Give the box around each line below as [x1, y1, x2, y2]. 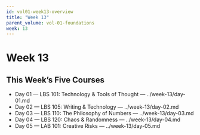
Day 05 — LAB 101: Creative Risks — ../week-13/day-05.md [14, 122, 161, 130]
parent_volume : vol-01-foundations [6, 20, 95, 26]
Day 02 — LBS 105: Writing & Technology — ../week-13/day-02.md [14, 103, 179, 111]
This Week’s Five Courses [6, 75, 105, 85]
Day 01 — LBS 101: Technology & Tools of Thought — [14, 91, 146, 98]
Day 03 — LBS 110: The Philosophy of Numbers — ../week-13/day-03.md [14, 110, 194, 117]
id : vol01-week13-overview [6, 8, 73, 15]
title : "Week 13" [6, 14, 50, 20]
